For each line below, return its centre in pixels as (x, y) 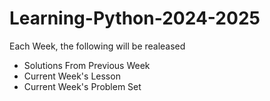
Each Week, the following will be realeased (97, 46)
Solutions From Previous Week (87, 65)
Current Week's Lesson (72, 76)
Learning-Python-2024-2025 (135, 18)
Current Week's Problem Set (82, 86)
